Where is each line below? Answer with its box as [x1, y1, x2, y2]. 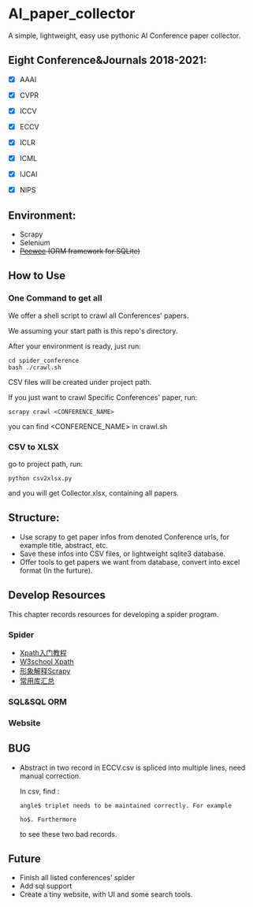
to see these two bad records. [19, 829, 117, 838]
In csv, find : [19, 786, 60, 796]
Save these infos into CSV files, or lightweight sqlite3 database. [19, 549, 226, 558]
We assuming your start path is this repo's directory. [8, 326, 178, 335]
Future [8, 853, 42, 866]
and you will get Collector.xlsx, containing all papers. [8, 488, 180, 498]
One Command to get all [8, 293, 102, 304]
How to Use [8, 269, 66, 282]
